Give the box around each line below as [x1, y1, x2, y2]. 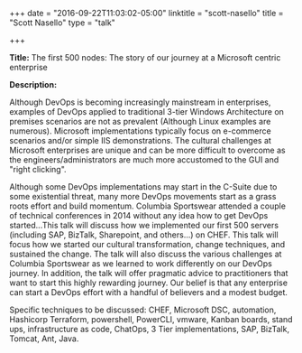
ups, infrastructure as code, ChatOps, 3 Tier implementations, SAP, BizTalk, [9, 324, 290, 334]
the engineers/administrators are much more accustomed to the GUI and [9, 154, 279, 165]
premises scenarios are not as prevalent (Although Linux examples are [9, 116, 271, 126]
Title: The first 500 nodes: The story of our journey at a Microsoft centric [9, 52, 281, 62]
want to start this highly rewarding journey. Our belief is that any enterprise [9, 277, 288, 288]
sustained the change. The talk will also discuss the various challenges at [9, 248, 282, 259]
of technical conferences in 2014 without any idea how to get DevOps [9, 210, 269, 220]
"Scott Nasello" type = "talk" [9, 17, 115, 28]
